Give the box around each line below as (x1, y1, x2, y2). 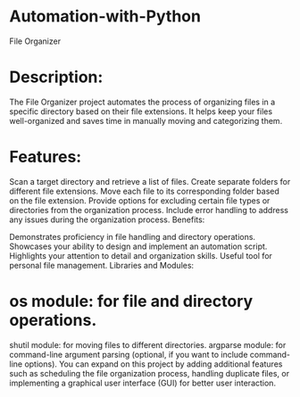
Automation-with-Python (9, 6, 201, 27)
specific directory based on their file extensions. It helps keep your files (9, 105, 273, 117)
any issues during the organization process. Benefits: (9, 214, 205, 225)
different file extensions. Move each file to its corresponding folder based (9, 186, 279, 196)
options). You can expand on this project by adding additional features (24, 359, 283, 369)
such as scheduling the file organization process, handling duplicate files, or (9, 368, 290, 378)
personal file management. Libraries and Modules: (9, 260, 195, 270)
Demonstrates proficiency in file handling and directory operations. (9, 231, 256, 242)
